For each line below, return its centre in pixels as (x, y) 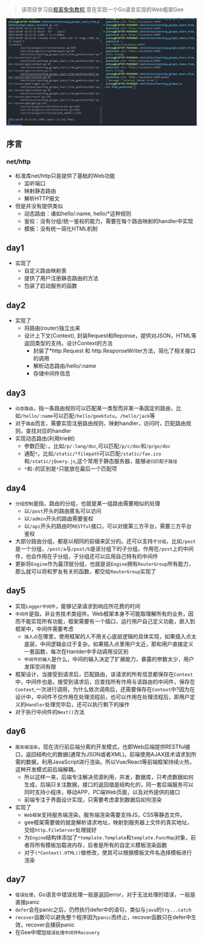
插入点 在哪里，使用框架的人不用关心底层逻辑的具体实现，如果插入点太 (110, 636)
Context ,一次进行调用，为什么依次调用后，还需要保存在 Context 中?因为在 (105, 689)
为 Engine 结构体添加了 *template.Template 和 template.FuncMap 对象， (107, 837)
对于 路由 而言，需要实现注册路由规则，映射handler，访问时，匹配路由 (100, 423)
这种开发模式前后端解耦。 (47, 769)
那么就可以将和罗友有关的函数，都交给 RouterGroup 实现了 (85, 571)
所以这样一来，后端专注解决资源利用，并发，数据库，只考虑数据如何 (109, 777)
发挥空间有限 (40, 666)
